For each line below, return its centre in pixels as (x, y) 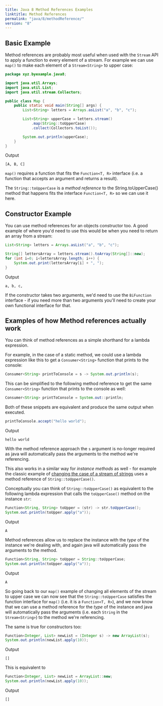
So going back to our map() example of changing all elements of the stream (81, 591)
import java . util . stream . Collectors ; (44, 92)
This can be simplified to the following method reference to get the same (78, 384)
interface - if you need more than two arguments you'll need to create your (81, 300)
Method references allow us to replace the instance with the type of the (77, 540)
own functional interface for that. (38, 305)
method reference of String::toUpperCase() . (50, 479)
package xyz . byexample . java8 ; (36, 74)
